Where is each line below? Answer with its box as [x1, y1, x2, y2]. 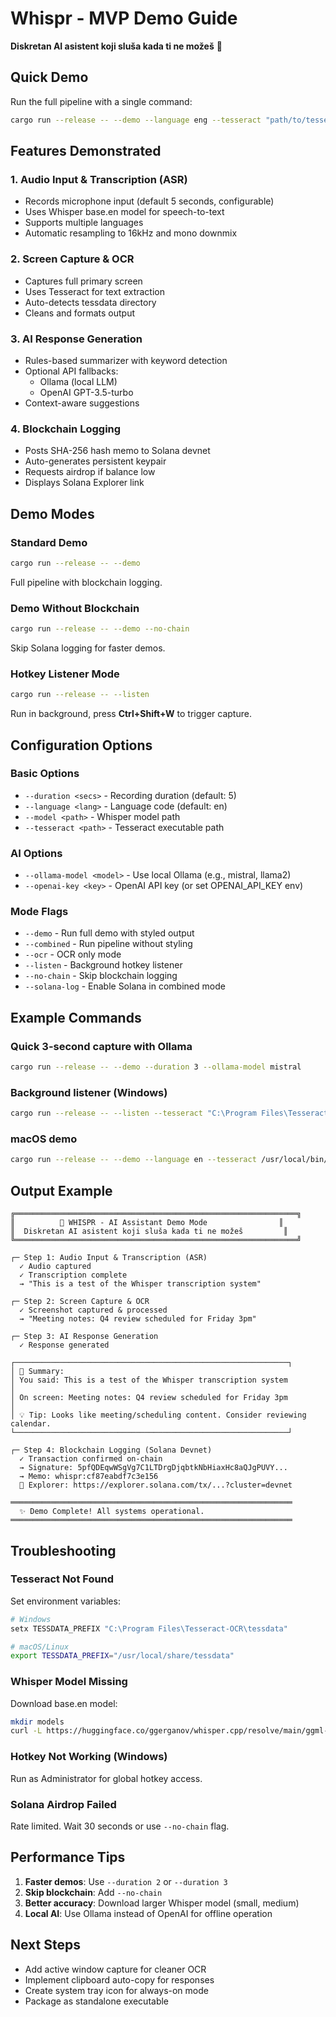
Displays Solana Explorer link [24, 477, 145, 489]
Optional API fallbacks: [24, 365, 119, 377]
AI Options [10, 846, 63, 860]
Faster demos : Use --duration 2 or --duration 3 [24, 1875, 228, 1887]
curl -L [10, 1726, 43, 1736]
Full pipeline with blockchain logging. [10, 576, 163, 588]
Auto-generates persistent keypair [24, 455, 167, 467]
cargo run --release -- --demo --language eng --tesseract [10, 115, 262, 125]
